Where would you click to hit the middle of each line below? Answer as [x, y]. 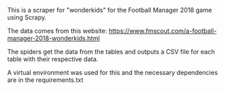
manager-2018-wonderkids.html [53, 38]
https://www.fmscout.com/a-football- [163, 31]
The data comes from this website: [57, 31]
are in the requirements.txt [45, 80]
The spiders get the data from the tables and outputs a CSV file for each [111, 52]
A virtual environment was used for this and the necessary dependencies [112, 73]
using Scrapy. [27, 17]
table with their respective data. [53, 59]
